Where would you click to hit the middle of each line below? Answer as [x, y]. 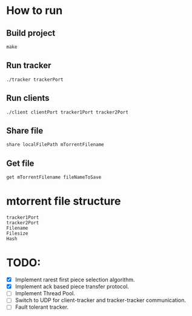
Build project [31, 33]
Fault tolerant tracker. [41, 307]
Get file [20, 163]
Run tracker [29, 65]
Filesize [17, 234]
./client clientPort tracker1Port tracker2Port [68, 112]
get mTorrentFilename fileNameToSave [54, 177]
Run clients [28, 98]
